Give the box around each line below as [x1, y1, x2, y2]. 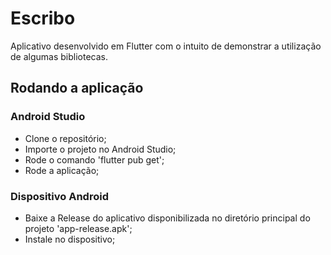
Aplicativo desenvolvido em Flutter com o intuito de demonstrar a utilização [10, 40, 322, 52]
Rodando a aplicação [10, 80, 144, 97]
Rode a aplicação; [24, 164, 100, 176]
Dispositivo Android [10, 189, 109, 203]
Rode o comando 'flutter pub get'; [24, 153, 165, 166]
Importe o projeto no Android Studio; [24, 143, 177, 155]
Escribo [10, 7, 76, 30]
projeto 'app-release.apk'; [24, 222, 133, 234]
